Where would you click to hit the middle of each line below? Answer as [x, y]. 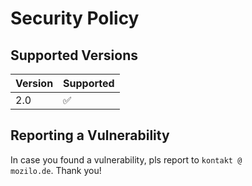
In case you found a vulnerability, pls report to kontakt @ [126, 159]
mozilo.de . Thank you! [56, 170]
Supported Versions [74, 55]
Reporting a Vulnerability [90, 135]
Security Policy [75, 18]
